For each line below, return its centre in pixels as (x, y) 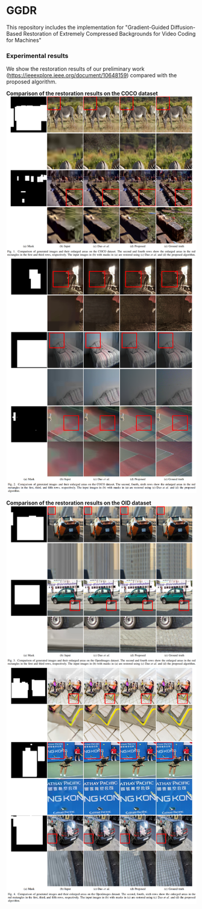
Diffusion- (183, 27)
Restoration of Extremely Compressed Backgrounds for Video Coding (109, 33)
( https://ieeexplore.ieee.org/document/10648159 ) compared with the (92, 76)
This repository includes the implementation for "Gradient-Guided (88, 27)
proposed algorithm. (32, 82)
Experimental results (37, 56)
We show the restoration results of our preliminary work (75, 69)
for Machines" (24, 40)
